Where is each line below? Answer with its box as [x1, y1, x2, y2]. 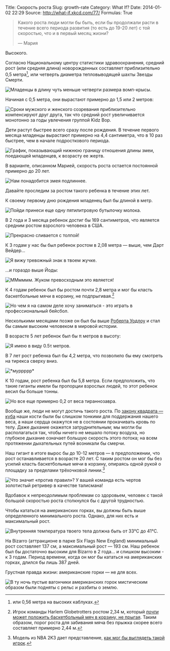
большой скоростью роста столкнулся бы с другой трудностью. [5, 497, 145, 504]
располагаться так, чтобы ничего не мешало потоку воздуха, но [5, 430, 145, 436]
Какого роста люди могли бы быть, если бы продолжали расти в [17, 20, 158, 25]
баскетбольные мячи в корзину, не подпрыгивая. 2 [5, 292, 115, 299]
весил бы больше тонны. [5, 389, 59, 395]
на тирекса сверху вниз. [5, 358, 58, 364]
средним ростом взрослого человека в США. [5, 222, 104, 228]
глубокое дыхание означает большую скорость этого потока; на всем [5, 435, 158, 441]
